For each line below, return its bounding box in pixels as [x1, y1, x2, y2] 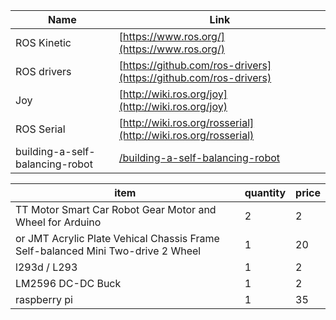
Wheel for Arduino [15, 215, 102, 229]
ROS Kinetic [15, 36, 72, 49]
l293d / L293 [15, 260, 78, 274]
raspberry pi [15, 293, 73, 306]
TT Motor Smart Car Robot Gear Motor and [15, 203, 217, 216]
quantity [244, 186, 287, 199]
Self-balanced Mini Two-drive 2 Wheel [15, 244, 202, 258]
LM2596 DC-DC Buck [15, 277, 122, 290]
